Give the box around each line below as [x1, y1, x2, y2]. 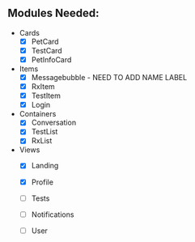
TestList [31, 127, 58, 137]
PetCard [31, 36, 59, 46]
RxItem [31, 82, 56, 91]
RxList [31, 136, 53, 146]
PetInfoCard [31, 54, 72, 64]
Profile [31, 177, 54, 187]
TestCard [31, 45, 62, 55]
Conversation [31, 117, 77, 128]
